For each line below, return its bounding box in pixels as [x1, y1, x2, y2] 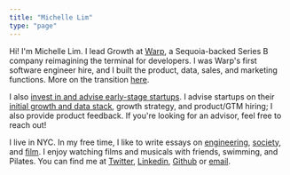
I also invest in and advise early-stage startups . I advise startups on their [9, 91, 275, 102]
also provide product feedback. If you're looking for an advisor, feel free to [9, 110, 282, 121]
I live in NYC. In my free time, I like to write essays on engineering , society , [9, 137, 282, 147]
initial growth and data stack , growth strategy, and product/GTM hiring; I [9, 100, 273, 111]
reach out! [9, 119, 47, 130]
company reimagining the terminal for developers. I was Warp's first [9, 55, 257, 66]
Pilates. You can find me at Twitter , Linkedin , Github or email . [9, 155, 231, 166]
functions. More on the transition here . [9, 74, 150, 84]
